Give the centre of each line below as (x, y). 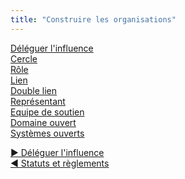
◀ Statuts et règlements (60, 163)
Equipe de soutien (47, 112)
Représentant (38, 101)
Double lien (34, 90)
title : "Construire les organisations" (93, 19)
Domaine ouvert (43, 122)
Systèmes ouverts (47, 133)
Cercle (24, 58)
